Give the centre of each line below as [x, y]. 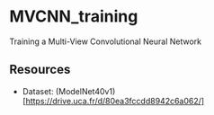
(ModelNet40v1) [85, 91]
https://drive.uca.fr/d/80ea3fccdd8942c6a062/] [115, 101]
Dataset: [38, 91]
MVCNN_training [74, 17]
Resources [40, 70]
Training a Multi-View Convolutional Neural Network [106, 41]
